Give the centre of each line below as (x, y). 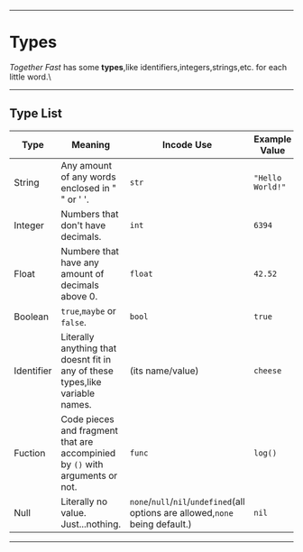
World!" (270, 187)
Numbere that (90, 251)
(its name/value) (164, 371)
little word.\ (30, 77)
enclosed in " (89, 188)
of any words (88, 177)
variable (78, 393)
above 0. (79, 296)
